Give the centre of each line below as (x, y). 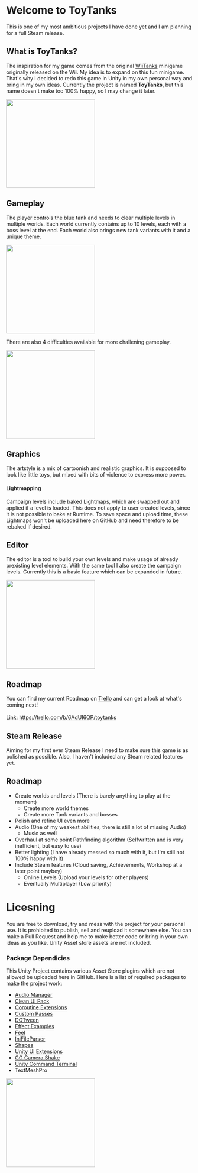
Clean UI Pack (32, 1001)
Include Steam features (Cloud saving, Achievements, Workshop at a (98, 864)
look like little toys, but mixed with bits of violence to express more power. (96, 475)
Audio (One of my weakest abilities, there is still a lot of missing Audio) (100, 827)
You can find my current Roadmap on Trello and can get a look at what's (94, 699)
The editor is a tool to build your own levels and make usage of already (92, 559)
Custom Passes (34, 1014)
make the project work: (34, 984)
